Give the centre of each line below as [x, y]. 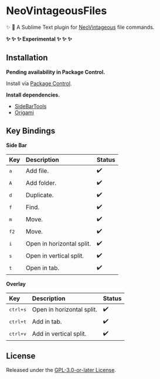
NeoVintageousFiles [57, 11]
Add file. [37, 171]
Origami [24, 112]
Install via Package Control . [39, 83]
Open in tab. [42, 268]
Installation [27, 58]
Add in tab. [47, 322]
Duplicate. [40, 195]
